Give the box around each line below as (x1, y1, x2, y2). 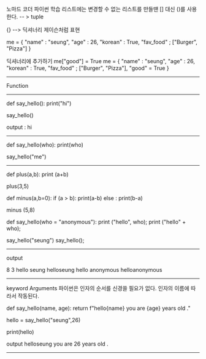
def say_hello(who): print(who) (6, 141, 84, 149)
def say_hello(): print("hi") (6, 100, 72, 107)
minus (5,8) (6, 206, 36, 214)
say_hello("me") (6, 153, 47, 160)
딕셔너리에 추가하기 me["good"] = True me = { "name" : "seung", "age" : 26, (6, 58, 195, 64)
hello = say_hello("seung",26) (6, 317, 81, 323)
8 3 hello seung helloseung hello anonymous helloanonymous (6, 266, 162, 273)
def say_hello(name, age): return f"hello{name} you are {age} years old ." (6, 304, 191, 312)
